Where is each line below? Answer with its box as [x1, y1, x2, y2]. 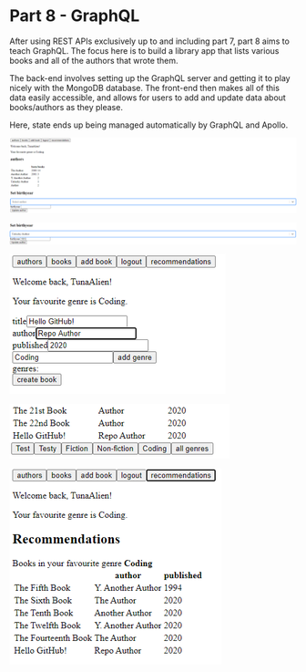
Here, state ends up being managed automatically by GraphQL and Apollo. [9, 119, 289, 130]
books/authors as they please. [9, 101, 123, 112]
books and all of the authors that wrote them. [9, 55, 179, 66]
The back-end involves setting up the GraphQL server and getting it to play [9, 72, 291, 83]
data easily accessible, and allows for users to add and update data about [9, 92, 287, 103]
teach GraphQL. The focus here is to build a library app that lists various [9, 45, 280, 56]
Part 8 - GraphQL [9, 5, 140, 26]
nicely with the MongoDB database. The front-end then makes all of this [9, 82, 280, 93]
